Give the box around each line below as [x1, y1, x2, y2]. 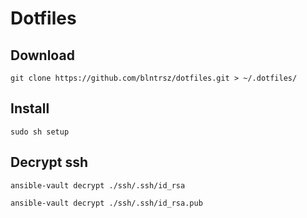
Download [10, 47, 75, 64]
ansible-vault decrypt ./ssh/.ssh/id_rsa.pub [10, 198, 203, 208]
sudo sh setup [10, 127, 70, 137]
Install [10, 100, 50, 117]
